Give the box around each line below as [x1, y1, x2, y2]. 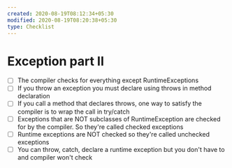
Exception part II [7, 53, 105, 69]
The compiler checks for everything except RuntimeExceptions [17, 76, 199, 84]
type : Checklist [7, 23, 55, 30]
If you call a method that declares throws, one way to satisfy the [17, 99, 203, 108]
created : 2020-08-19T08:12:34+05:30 [7, 10, 114, 17]
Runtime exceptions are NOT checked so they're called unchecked [17, 130, 210, 138]
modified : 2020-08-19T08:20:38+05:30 [7, 17, 117, 24]
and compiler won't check [17, 153, 93, 161]
